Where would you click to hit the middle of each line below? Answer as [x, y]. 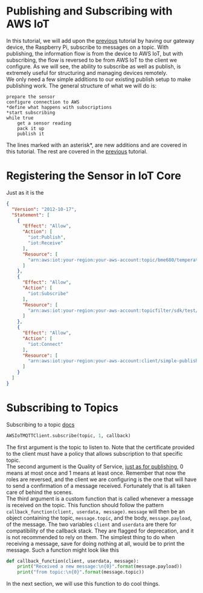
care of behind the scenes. [40, 492]
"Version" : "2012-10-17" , [44, 209]
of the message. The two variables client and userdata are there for [92, 524]
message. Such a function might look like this [63, 550]
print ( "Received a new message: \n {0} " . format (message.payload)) [100, 566]
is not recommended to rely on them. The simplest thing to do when [91, 537]
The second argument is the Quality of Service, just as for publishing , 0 [95, 466]
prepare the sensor [31, 97]
